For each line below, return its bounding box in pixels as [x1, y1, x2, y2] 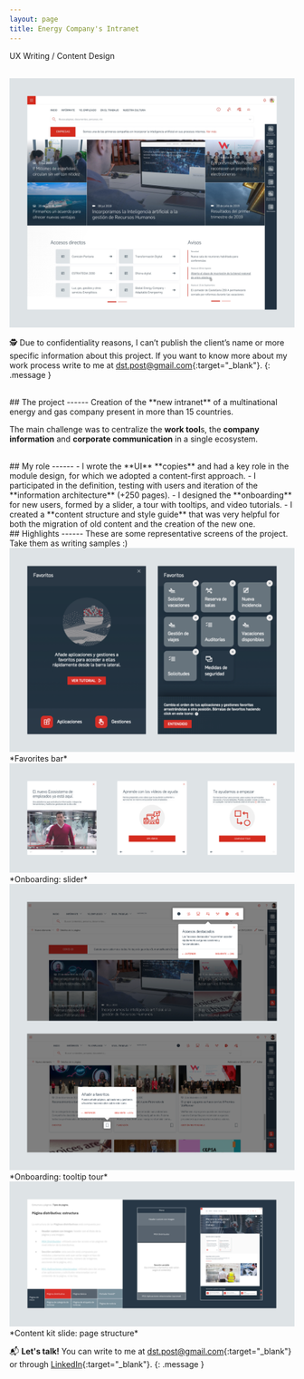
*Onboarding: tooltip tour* [9, 1170, 109, 1182]
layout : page [9, 15, 59, 24]
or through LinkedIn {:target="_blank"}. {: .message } [9, 1358, 205, 1369]
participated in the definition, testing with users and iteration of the [9, 480, 258, 490]
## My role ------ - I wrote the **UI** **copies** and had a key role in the [9, 461, 290, 471]
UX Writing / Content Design [9, 50, 115, 61]
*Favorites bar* [9, 753, 68, 763]
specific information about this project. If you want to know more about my [9, 350, 288, 361]
